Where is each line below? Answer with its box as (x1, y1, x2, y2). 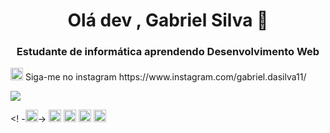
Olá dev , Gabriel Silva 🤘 (67, 9, 269, 32)
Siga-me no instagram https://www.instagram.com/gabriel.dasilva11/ (24, 71, 307, 83)
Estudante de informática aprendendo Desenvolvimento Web (16, 45, 320, 59)
